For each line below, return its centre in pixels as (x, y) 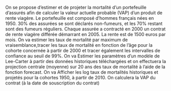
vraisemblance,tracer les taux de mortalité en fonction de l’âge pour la (79, 45)
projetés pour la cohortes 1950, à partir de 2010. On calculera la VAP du (80, 78)
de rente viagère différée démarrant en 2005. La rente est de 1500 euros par (86, 34)
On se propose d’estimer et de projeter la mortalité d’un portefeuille (76, 7)
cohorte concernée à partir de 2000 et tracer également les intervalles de (83, 51)
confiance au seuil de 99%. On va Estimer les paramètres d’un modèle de (82, 56)
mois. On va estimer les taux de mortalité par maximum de (67, 40)
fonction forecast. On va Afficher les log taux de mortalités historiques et (82, 72)
